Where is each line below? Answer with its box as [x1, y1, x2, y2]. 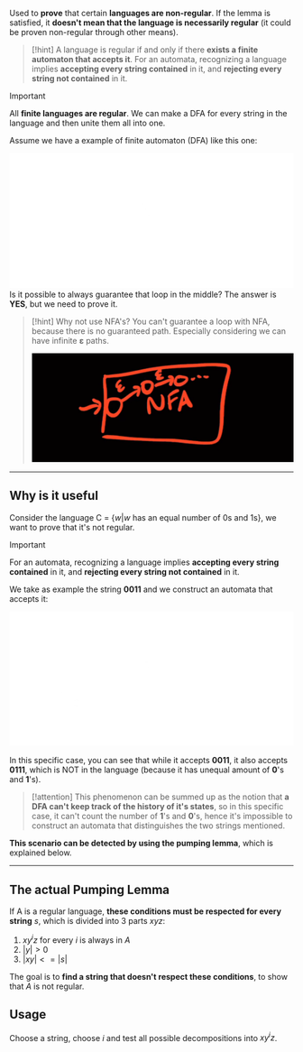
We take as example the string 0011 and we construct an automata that [9, 584, 273, 595]
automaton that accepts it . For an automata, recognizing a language [31, 54, 287, 64]
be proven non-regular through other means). [9, 27, 179, 37]
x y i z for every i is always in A [22, 933, 131, 946]
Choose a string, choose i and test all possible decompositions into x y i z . [9, 1030, 278, 1043]
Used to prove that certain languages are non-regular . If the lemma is [9, 8, 271, 18]
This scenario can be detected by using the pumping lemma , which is [9, 838, 273, 849]
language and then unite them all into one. [9, 117, 166, 128]
